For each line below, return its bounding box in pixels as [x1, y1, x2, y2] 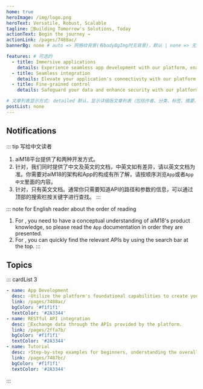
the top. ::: [14, 242, 41, 250]
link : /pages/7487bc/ [11, 355, 66, 361]
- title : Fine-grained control [11, 81, 91, 87]
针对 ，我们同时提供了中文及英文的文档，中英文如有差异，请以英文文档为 [14, 163, 195, 170]
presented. [14, 230, 42, 237]
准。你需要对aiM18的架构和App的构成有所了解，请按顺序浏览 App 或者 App [14, 170, 194, 178]
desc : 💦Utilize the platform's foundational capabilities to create [11, 293, 188, 299]
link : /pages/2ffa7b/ [11, 327, 66, 333]
